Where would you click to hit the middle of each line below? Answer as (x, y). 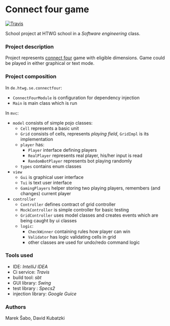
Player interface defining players (62, 150)
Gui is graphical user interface (52, 177)
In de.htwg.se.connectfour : (34, 87)
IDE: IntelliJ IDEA (30, 266)
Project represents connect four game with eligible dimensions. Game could (85, 58)
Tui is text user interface (46, 182)
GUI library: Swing (32, 283)
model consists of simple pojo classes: (53, 123)
